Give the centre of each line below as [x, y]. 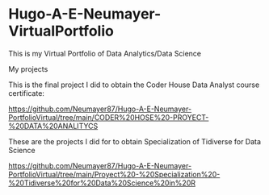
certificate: [26, 93]
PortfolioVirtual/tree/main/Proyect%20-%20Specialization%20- [114, 174]
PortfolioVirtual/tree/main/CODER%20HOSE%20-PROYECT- [109, 117]
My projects [28, 68]
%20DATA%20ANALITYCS [53, 126]
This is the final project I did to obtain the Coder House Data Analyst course [134, 85]
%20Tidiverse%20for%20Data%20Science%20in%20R [102, 183]
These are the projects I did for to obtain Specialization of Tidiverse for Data [134, 141]
